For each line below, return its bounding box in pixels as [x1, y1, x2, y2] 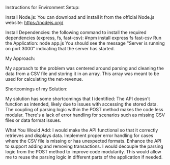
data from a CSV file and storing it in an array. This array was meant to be [5, 71, 159, 77]
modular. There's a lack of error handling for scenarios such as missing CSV [5, 112, 165, 118]
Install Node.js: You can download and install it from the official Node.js [5, 14, 155, 20]
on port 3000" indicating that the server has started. [5, 46, 115, 51]
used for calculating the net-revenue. [5, 76, 83, 82]
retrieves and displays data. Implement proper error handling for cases [5, 133, 154, 139]
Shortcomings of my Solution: [5, 86, 68, 92]
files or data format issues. [5, 117, 62, 123]
